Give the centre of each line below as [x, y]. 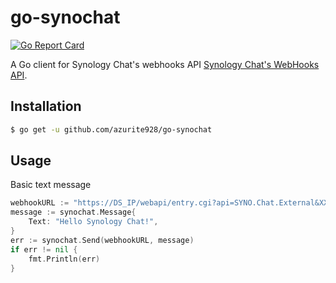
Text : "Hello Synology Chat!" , [93, 222]
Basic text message [51, 185]
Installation [46, 106]
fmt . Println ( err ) [64, 259]
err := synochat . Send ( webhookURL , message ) [102, 240]
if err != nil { [44, 249]
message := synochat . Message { [73, 212]
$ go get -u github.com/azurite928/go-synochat [111, 129]
